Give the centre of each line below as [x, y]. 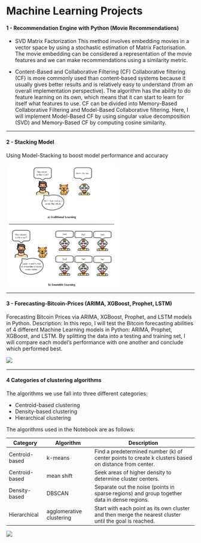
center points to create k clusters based [144, 457]
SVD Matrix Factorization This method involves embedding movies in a [102, 41]
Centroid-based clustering [47, 405]
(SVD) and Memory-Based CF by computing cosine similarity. [91, 123]
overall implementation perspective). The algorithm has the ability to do [103, 91]
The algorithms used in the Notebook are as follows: [71, 429]
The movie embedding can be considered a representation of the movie [103, 54]
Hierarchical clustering [43, 418]
